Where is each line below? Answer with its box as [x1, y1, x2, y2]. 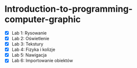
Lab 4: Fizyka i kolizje [11, 46, 56, 52]
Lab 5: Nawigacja [11, 52, 47, 58]
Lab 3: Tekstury [11, 41, 44, 47]
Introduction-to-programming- [4, 3, 133, 15]
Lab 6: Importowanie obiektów [11, 58, 73, 64]
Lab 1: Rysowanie [11, 30, 47, 36]
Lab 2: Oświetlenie [11, 36, 49, 41]
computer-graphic [4, 14, 81, 25]
